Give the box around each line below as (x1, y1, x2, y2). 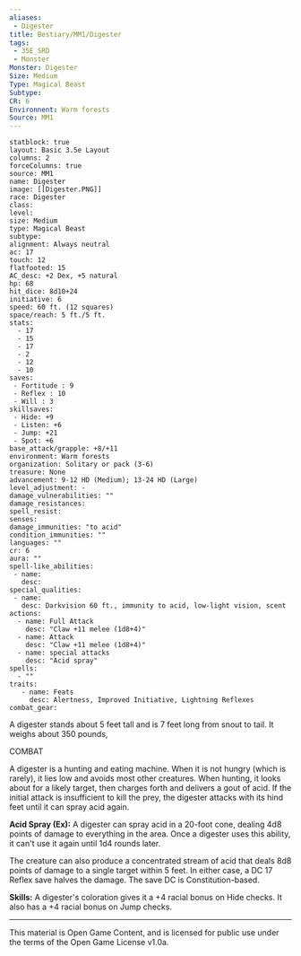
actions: (9, 610, 42, 618)
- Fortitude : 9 (13, 382, 74, 390)
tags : (9, 38, 30, 48)
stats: (9, 319, 34, 328)
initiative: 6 (9, 295, 63, 304)
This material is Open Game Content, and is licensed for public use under (9, 927, 279, 938)
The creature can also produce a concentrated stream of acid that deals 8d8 (9, 855, 292, 866)
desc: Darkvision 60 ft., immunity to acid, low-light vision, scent (21, 601, 287, 610)
